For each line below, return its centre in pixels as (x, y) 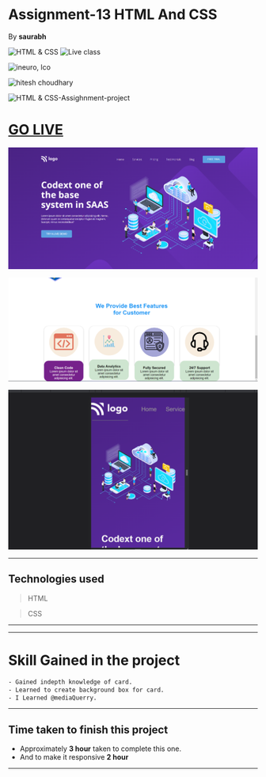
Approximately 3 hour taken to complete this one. (101, 749)
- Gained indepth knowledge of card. (70, 682)
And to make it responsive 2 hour (74, 757)
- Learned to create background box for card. (86, 690)
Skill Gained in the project (94, 660)
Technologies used (56, 579)
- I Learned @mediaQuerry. (53, 698)
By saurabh (27, 36)
